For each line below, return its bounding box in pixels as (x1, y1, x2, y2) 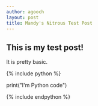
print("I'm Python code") (6, 82, 67, 89)
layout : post (6, 14, 39, 20)
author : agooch (6, 8, 44, 15)
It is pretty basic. (6, 58, 48, 66)
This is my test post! (6, 42, 84, 52)
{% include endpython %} (6, 93, 71, 101)
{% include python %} (6, 70, 61, 77)
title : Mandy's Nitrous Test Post (6, 20, 93, 26)
